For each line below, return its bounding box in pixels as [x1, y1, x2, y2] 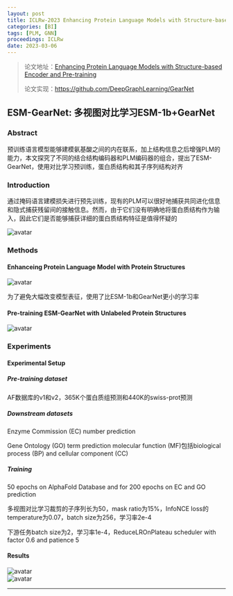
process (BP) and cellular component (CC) [7, 449, 128, 458]
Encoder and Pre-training [24, 70, 97, 79]
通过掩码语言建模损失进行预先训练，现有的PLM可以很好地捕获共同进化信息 [7, 196, 221, 205]
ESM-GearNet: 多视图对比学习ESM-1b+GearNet [7, 107, 215, 119]
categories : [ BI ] [7, 23, 58, 30]
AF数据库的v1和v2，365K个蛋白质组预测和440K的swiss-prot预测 [7, 393, 193, 401]
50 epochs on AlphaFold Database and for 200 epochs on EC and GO [7, 483, 206, 491]
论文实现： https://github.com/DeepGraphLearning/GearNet [24, 85, 194, 92]
